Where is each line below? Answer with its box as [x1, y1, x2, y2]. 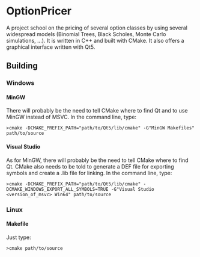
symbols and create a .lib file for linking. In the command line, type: [6, 169, 172, 176]
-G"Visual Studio [111, 186, 154, 192]
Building [6, 61, 38, 71]
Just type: [6, 234, 31, 241]
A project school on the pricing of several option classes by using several [6, 24, 188, 31]
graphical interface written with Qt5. [6, 43, 95, 51]
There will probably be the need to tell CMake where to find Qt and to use [6, 107, 188, 114]
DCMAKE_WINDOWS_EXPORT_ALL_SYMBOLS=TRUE [6, 186, 109, 192]
